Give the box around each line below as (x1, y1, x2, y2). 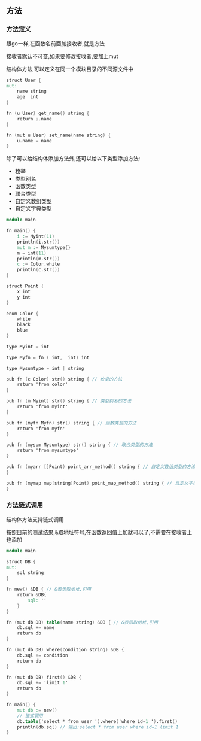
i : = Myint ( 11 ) (17, 233, 55, 239)
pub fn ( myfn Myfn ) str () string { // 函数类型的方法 (6, 420, 137, 426)
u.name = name (17, 138, 52, 144)
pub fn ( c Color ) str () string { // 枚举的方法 (6, 376, 123, 382)
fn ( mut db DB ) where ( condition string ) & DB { (6, 647, 124, 653)
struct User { (6, 77, 42, 83)
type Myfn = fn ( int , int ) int (6, 354, 90, 360)
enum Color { (6, 311, 39, 317)
